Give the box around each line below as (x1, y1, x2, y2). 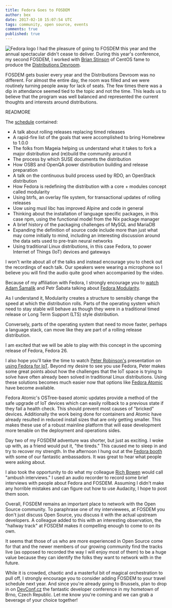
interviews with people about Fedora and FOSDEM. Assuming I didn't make (5, 480, 164, 486)
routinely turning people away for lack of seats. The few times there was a (5, 83, 163, 89)
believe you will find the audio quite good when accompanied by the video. (5, 270, 164, 276)
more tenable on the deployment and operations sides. (5, 427, 121, 434)
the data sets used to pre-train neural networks (12, 238, 113, 244)
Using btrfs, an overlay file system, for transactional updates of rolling (12, 194, 161, 200)
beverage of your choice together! (5, 597, 78, 603)
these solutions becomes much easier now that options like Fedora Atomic (5, 379, 163, 385)
